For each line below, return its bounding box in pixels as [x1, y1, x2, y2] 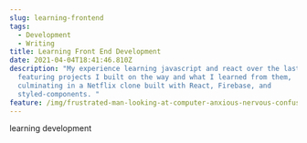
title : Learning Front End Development [9, 47, 162, 56]
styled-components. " [17, 89, 101, 98]
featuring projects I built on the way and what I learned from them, [17, 73, 292, 82]
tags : [9, 22, 30, 31]
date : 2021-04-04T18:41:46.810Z [9, 56, 132, 65]
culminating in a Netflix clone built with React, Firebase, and [17, 81, 272, 90]
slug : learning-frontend [9, 13, 104, 23]
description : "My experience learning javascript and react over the [9, 65, 281, 74]
